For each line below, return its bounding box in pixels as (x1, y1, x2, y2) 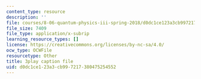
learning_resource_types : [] (6, 36, 79, 42)
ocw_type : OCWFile (6, 48, 52, 53)
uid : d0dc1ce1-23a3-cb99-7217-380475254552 (6, 64, 117, 70)
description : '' (6, 14, 47, 20)
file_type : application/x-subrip (6, 31, 90, 37)
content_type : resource (6, 8, 66, 15)
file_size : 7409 (6, 25, 47, 31)
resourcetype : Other (6, 53, 58, 59)
